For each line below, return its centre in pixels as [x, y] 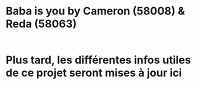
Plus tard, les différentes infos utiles [98, 60]
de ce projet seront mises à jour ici [94, 73]
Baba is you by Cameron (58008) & [95, 11]
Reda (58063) [41, 24]
